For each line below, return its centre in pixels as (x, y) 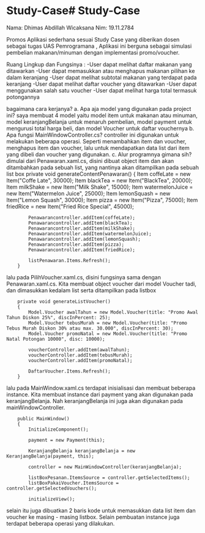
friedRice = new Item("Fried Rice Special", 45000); (70, 206)
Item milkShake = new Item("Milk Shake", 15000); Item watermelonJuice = (100, 187)
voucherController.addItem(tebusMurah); (80, 355)
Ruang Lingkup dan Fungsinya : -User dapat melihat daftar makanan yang (99, 64)
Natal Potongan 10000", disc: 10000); (56, 339)
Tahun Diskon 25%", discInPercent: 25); (59, 317)
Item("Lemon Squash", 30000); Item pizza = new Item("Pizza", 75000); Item (102, 200)
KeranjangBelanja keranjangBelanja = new (82, 451)
